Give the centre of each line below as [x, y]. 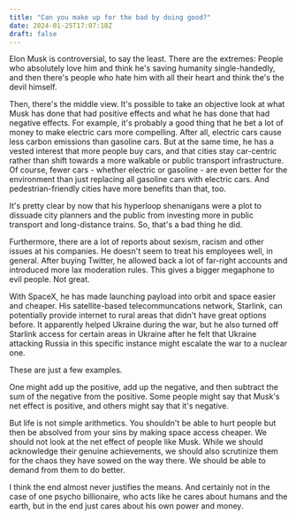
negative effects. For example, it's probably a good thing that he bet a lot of [147, 123]
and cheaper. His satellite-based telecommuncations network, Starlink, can [146, 306]
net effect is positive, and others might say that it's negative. [119, 406]
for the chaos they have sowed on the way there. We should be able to [138, 461]
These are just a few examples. [66, 370]
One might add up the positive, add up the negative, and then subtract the [144, 387]
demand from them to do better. [67, 470]
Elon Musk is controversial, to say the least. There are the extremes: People [147, 59]
